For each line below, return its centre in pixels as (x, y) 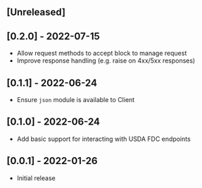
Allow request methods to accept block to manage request (102, 54)
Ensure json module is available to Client (76, 100)
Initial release (36, 178)
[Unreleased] (36, 12)
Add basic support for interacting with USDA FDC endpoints (103, 139)
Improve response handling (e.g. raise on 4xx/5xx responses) (106, 61)
